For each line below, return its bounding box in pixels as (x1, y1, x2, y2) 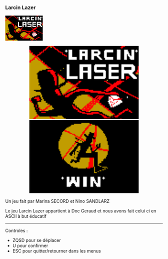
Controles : (5, 227, 28, 233)
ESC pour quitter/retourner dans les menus (12, 247, 101, 254)
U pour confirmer (12, 242, 48, 248)
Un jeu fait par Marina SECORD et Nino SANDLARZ (5, 198, 110, 204)
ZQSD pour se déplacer (12, 237, 61, 243)
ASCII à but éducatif (5, 213, 46, 219)
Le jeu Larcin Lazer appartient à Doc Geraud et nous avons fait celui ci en (5, 207, 156, 214)
